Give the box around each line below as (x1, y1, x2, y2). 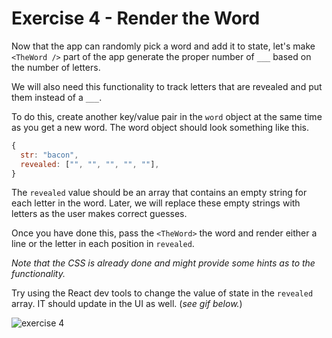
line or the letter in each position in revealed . (11, 238, 195, 250)
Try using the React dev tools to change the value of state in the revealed (11, 287, 314, 299)
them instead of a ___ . (11, 91, 103, 103)
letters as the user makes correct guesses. (11, 208, 188, 220)
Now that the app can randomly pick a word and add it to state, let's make (11, 40, 316, 52)
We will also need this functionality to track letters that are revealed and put (11, 80, 323, 92)
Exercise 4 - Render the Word (11, 7, 261, 30)
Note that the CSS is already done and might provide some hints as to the (11, 257, 316, 269)
